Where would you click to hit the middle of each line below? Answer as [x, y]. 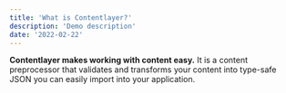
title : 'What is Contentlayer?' [71, 18]
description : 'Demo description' [73, 26]
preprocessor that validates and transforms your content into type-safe [143, 70]
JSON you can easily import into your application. [102, 79]
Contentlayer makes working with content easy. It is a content [129, 60]
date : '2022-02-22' [46, 34]
